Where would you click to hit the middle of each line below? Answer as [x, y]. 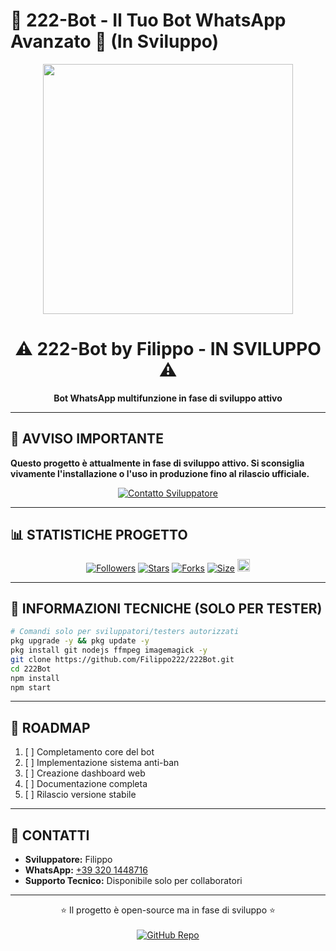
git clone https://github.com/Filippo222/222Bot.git [122, 659]
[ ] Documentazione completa [86, 784]
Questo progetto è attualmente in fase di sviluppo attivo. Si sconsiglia [157, 463]
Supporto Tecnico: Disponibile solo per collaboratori [133, 881]
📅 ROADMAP [50, 727]
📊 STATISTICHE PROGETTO [99, 535]
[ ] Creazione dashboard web [85, 773]
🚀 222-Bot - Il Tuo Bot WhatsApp [148, 20]
